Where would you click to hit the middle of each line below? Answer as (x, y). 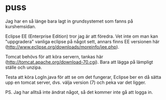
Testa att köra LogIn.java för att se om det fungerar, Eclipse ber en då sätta (83, 77)
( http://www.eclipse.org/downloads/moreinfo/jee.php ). (62, 47)
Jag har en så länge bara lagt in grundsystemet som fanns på (69, 21)
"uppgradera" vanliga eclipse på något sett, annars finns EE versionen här (82, 41)
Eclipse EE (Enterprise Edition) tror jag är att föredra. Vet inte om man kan (82, 36)
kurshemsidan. (21, 26)
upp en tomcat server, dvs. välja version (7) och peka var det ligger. (76, 82)
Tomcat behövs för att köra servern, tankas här (54, 56)
